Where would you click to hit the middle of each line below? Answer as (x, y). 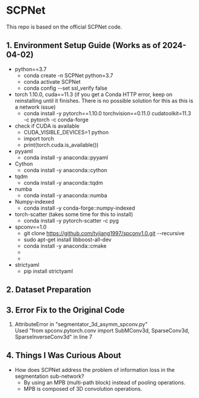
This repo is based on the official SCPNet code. (64, 27)
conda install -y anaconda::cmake (65, 246)
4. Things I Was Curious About (64, 356)
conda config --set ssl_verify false (66, 88)
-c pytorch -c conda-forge (56, 119)
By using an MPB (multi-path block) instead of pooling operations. (105, 382)
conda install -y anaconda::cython (65, 170)
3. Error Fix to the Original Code (65, 310)
